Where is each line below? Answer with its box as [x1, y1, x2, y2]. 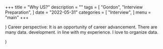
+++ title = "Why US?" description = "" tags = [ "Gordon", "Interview [5, 4, 143, 10]
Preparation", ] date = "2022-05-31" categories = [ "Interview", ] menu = [5, 9, 151, 15]
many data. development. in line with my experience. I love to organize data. [5, 29, 159, 35]
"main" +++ [5, 15, 29, 20]
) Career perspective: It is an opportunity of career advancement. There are [5, 24, 158, 30]
